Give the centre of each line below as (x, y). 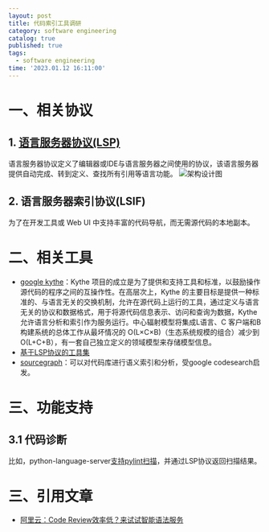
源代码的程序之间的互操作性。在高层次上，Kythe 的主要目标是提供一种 (136, 291)
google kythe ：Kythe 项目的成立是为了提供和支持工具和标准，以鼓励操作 (140, 282)
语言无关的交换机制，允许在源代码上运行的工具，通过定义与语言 (153, 302)
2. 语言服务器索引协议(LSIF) (77, 202)
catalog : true (32, 38)
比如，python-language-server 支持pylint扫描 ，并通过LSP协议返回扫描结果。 (135, 460)
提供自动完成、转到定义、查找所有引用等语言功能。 (93, 173)
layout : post (30, 16)
